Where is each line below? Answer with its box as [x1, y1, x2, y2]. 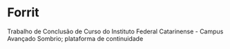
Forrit [7, 5, 39, 20]
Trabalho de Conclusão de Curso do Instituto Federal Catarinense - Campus [7, 27, 224, 35]
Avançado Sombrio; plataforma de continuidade [7, 34, 144, 42]
